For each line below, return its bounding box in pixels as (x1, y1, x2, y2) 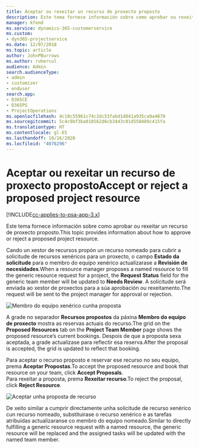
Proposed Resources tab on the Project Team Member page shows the (6, 326, 182, 333)
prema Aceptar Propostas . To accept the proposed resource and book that (6, 362, 188, 370)
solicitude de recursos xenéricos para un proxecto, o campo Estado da (6, 253, 179, 260)
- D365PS (6, 102, 28, 108)
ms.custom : (6, 31, 33, 37)
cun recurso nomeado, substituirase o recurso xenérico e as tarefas (6, 411, 172, 418)
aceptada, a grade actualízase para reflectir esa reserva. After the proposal (6, 339, 188, 346)
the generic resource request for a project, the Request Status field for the (6, 272, 189, 279)
